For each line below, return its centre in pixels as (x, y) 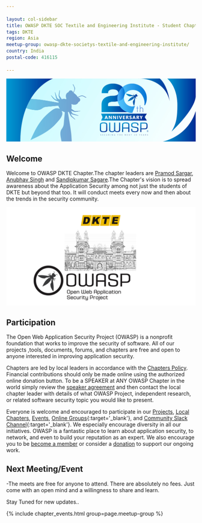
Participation (31, 322)
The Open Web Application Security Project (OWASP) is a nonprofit (90, 337)
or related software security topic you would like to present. (80, 400)
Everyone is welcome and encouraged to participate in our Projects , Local (98, 411)
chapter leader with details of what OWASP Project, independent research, (99, 393)
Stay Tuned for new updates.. (43, 502)
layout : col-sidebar (32, 19)
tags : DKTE (20, 32)
